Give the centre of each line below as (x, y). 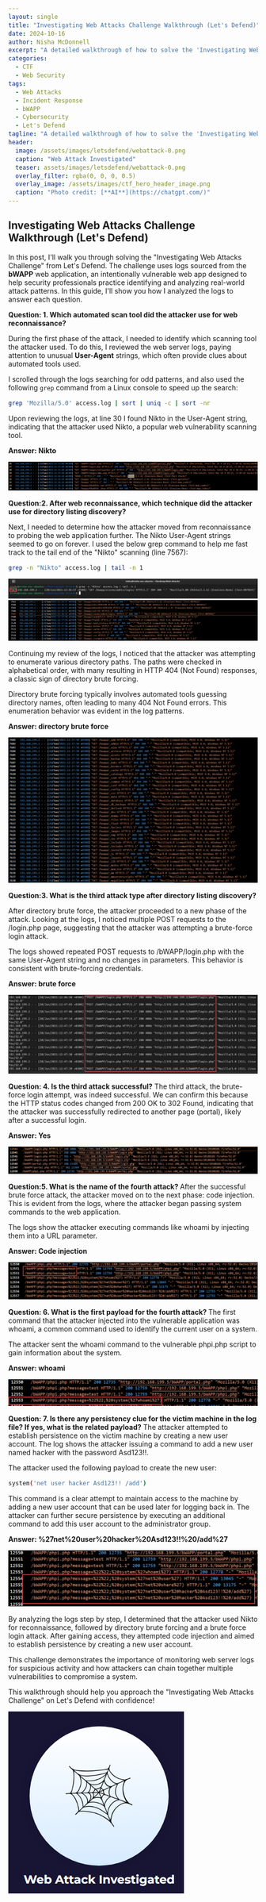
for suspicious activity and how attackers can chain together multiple (121, 1668)
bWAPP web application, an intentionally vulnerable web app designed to (128, 274)
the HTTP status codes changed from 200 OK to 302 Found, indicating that (131, 1104)
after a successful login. (47, 1120)
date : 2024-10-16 (37, 33)
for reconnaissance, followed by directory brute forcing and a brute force (127, 1627)
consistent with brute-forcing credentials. (76, 968)
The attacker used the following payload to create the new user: (112, 1467)
